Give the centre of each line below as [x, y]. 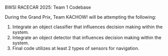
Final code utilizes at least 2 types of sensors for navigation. [76, 48]
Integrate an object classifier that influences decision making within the [87, 27]
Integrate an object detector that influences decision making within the [87, 38]
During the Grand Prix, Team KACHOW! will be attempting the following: [81, 17]
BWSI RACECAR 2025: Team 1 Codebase [48, 7]
